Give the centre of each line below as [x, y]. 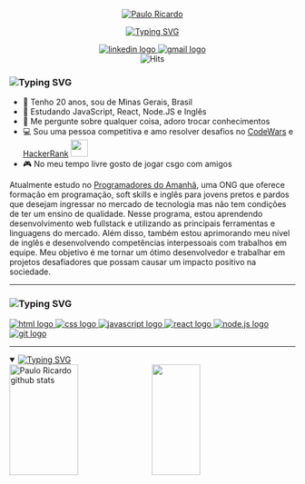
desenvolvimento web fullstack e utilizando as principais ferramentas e [142, 223]
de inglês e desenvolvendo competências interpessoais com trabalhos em [148, 243]
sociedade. [30, 272]
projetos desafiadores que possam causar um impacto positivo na [133, 262]
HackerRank [45, 153]
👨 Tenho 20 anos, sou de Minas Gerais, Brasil [108, 102]
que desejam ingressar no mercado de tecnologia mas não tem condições [148, 204]
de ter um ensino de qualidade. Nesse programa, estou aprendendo [136, 214]
